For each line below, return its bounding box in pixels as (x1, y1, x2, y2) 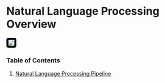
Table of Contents (6, 56, 61, 65)
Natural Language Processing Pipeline (15, 70, 111, 78)
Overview (6, 17, 57, 31)
